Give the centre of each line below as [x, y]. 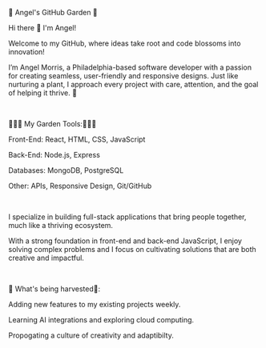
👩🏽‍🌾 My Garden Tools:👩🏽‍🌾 [52, 124]
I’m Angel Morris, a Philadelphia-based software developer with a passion [130, 67]
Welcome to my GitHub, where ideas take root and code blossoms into [125, 43]
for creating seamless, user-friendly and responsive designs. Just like [123, 76]
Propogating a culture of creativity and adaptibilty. [91, 335]
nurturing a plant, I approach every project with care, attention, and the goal [133, 84]
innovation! [27, 52]
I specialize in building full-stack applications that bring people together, [127, 217]
